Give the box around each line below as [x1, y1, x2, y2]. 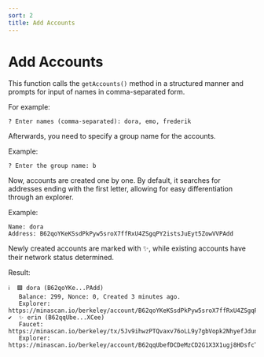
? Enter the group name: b [8, 162, 97, 170]
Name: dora [8, 223, 44, 231]
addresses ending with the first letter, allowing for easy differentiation [8, 184, 233, 194]
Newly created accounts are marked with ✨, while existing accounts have [8, 244, 246, 253]
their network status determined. [8, 253, 115, 262]
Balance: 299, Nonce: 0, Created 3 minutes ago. [18, 293, 181, 301]
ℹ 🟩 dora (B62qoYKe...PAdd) [8, 284, 104, 292]
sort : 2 [8, 11, 34, 20]
